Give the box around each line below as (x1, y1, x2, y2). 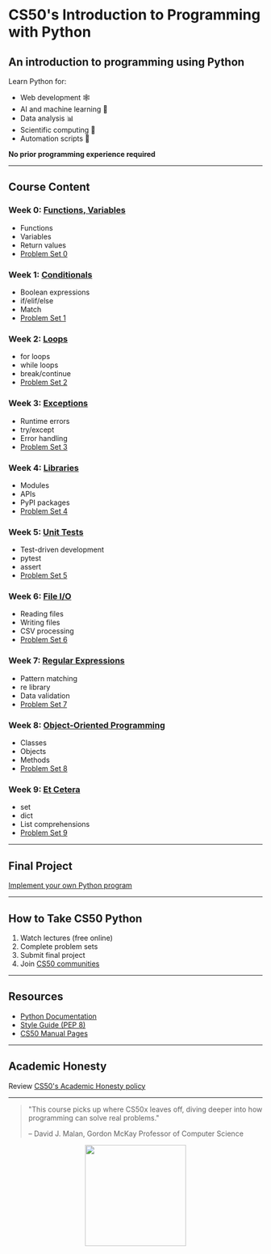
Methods (19, 755, 50, 765)
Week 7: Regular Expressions (8, 655, 125, 667)
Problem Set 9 (19, 828, 68, 838)
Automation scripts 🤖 (19, 133, 90, 143)
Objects (19, 747, 47, 756)
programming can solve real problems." (27, 1112, 160, 1122)
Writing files (19, 617, 60, 628)
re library (19, 682, 51, 692)
